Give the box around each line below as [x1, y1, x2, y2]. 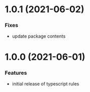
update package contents [12, 33, 66, 39]
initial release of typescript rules [12, 80, 79, 87]
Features [5, 69, 27, 76]
